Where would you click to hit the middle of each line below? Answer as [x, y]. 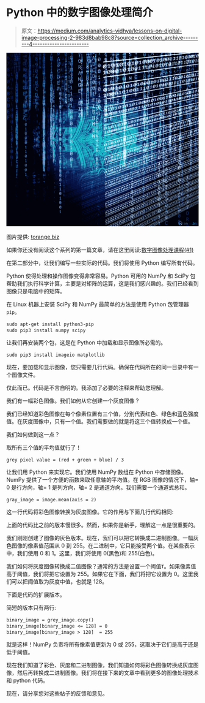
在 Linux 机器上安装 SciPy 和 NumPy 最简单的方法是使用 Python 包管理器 [98, 305]
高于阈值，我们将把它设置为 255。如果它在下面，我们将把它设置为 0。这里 [100, 574]
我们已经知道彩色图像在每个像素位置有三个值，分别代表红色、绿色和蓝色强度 [103, 414]
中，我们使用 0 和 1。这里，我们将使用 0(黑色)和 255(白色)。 [82, 553]
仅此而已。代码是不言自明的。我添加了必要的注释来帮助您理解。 [86, 388]
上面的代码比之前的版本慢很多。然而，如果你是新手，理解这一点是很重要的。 [103, 525]
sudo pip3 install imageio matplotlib [56, 355]
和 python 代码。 [27, 680]
